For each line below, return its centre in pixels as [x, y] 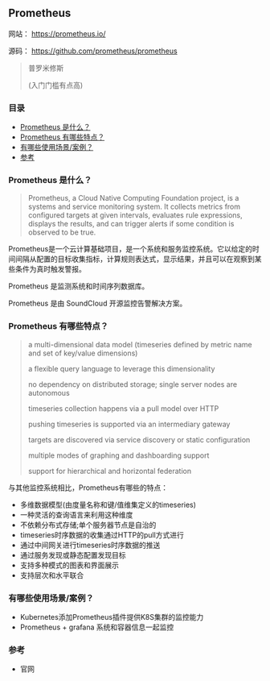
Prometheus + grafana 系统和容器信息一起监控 [97, 627]
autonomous [49, 392]
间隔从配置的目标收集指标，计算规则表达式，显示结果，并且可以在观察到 [135, 259]
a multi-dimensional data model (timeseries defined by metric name [140, 344]
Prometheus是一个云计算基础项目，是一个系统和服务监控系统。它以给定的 [131, 249]
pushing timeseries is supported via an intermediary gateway [129, 424]
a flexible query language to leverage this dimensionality [121, 368]
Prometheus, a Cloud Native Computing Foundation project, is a [133, 198]
